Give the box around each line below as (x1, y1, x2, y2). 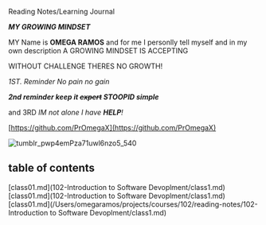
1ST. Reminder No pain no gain (8, 77, 110, 86)
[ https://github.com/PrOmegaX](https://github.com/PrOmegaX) (8, 123, 217, 132)
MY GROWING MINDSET (8, 22, 91, 31)
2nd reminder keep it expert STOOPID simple (8, 92, 159, 102)
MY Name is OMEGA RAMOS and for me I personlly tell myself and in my (8, 37, 248, 47)
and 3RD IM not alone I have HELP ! (8, 107, 123, 117)
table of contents (8, 161, 96, 175)
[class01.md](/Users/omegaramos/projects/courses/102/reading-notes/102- (8, 199, 258, 209)
